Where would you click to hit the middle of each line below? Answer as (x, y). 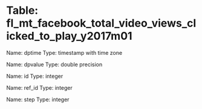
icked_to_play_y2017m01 (69, 36)
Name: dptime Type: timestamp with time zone (64, 52)
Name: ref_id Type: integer (39, 87)
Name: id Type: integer (35, 76)
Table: (22, 11)
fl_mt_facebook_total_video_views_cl (101, 23)
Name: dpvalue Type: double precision (54, 64)
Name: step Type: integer (38, 99)
